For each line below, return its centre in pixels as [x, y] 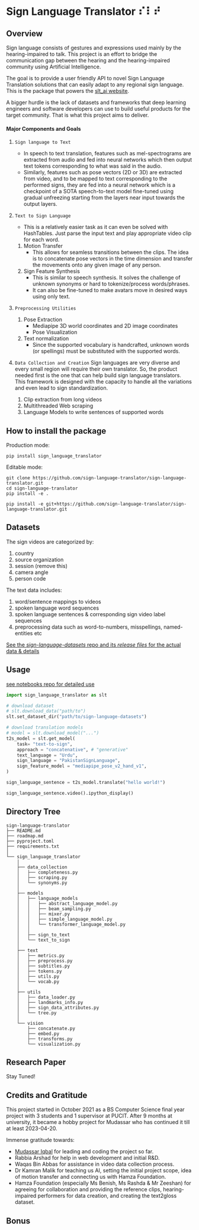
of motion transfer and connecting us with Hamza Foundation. [90, 1177]
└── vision [30, 1023]
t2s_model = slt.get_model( [41, 738]
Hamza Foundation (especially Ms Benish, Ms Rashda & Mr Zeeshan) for [103, 1183]
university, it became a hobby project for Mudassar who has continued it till [98, 1122]
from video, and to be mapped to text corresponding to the [95, 179]
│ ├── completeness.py [47, 872]
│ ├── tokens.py [39, 971]
